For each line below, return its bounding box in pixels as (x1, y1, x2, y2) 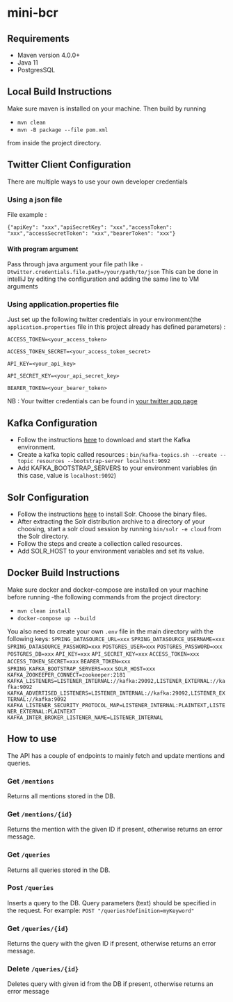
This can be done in (161, 268, 218, 276)
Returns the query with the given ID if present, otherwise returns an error (7, 939, 216, 948)
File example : (7, 210, 47, 218)
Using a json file (7, 195, 63, 204)
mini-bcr (7, 5, 58, 21)
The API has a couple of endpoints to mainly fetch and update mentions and (7, 751, 225, 759)
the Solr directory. (17, 532, 70, 540)
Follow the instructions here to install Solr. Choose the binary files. (17, 510, 207, 519)
